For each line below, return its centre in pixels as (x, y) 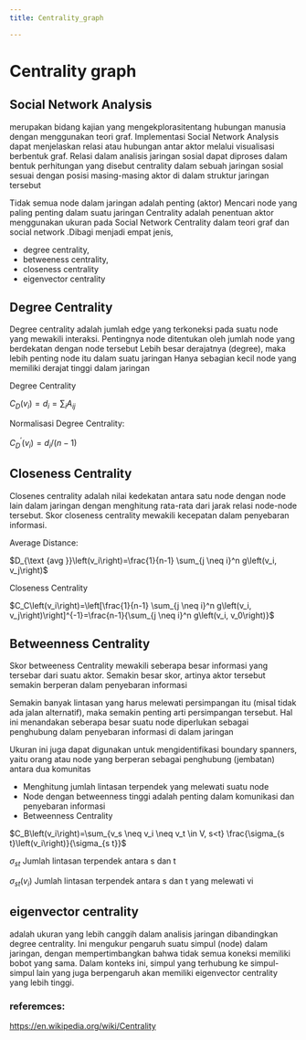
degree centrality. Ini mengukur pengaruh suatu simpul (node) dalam (138, 943)
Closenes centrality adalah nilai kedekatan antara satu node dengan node (148, 495)
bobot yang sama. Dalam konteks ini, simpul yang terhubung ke (129, 963)
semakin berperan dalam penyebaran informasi (98, 685)
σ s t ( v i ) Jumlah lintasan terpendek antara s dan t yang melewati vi (132, 882)
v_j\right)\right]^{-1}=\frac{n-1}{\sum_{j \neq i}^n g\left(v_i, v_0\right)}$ (142, 615)
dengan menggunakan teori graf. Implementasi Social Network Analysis (144, 136)
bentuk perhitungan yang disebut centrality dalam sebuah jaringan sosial (147, 165)
